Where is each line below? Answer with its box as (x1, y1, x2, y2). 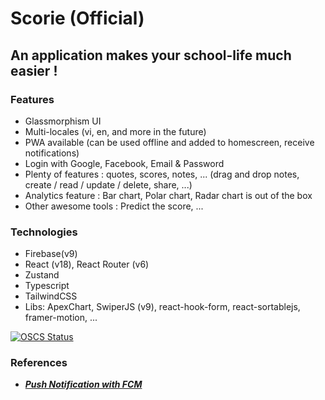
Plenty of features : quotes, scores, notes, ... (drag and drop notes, (24, 168, 300, 180)
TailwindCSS (24, 290, 78, 302)
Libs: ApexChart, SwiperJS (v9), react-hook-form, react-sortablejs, (24, 301, 301, 313)
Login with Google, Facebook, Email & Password (24, 157, 225, 169)
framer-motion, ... (24, 312, 98, 324)
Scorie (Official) (10, 7, 145, 30)
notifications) (24, 147, 80, 159)
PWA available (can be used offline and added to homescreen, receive (24, 136, 315, 148)
